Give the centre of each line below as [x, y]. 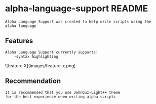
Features [19, 41]
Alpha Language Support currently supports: [52, 52]
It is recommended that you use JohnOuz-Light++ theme [63, 92]
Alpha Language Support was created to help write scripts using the [78, 22]
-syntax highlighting [36, 56]
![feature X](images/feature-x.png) [40, 65]
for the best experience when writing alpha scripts [60, 97]
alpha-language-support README [77, 9]
